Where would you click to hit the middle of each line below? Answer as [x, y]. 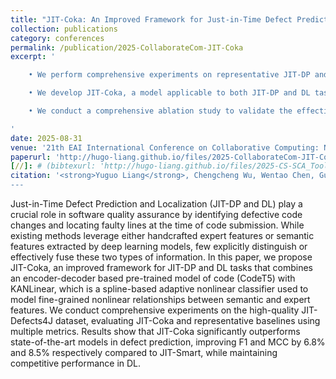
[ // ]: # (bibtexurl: [53, 166]
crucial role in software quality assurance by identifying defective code [156, 214]
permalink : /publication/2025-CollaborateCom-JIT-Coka [127, 47]
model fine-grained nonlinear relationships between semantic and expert [160, 299]
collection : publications [64, 29]
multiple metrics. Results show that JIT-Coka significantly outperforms [155, 331]
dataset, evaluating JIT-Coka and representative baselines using [188, 320]
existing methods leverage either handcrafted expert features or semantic [162, 235]
